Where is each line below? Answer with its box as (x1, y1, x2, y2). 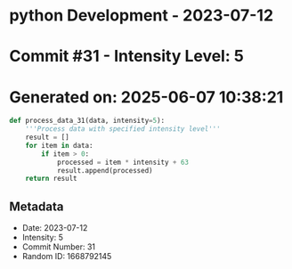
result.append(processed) (56, 166, 153, 175)
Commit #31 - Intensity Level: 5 (9, 46, 245, 67)
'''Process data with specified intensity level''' (25, 125, 221, 134)
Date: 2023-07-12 (21, 223, 88, 233)
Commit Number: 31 (21, 241, 96, 252)
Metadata (9, 199, 64, 214)
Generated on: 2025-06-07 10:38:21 (9, 86, 284, 107)
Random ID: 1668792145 (21, 251, 112, 262)
